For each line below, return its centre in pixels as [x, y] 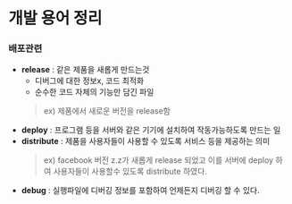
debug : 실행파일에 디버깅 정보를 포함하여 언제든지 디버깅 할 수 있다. [140, 191]
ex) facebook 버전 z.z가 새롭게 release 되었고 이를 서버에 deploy [159, 160]
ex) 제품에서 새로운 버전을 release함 [107, 111]
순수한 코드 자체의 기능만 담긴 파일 [94, 92]
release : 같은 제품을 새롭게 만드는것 [85, 70]
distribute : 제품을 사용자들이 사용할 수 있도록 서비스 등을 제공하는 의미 [146, 141]
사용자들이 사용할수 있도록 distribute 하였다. [130, 172]
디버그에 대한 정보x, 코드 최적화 [89, 81]
